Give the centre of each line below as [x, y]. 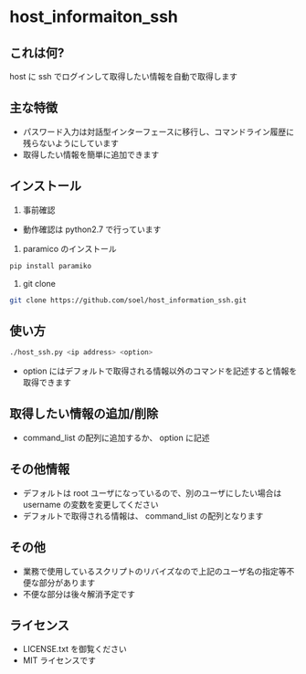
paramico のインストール [69, 248]
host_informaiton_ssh [94, 17]
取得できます [47, 383]
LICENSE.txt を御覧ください [75, 649]
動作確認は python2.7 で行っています [92, 229]
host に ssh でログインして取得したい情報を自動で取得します [124, 76]
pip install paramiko [51, 266]
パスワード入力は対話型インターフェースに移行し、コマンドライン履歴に [158, 132]
